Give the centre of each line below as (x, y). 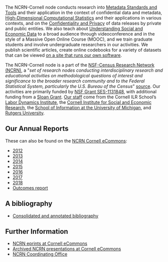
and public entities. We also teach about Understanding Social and (74, 29)
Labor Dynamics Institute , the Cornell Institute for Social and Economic (78, 102)
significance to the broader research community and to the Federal (75, 81)
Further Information (37, 232)
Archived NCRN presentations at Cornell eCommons (67, 249)
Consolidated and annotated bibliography (55, 216)
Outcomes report (30, 188)
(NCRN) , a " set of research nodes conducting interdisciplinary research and (84, 70)
